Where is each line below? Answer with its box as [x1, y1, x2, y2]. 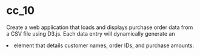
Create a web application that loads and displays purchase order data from [6, 24, 193, 31]
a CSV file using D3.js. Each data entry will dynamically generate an [6, 30, 175, 37]
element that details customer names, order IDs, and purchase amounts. [14, 42, 195, 49]
